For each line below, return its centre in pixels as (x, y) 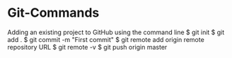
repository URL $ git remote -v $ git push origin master (87, 47)
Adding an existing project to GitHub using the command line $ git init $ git (116, 32)
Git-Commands (53, 13)
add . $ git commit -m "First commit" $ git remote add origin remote (106, 39)
